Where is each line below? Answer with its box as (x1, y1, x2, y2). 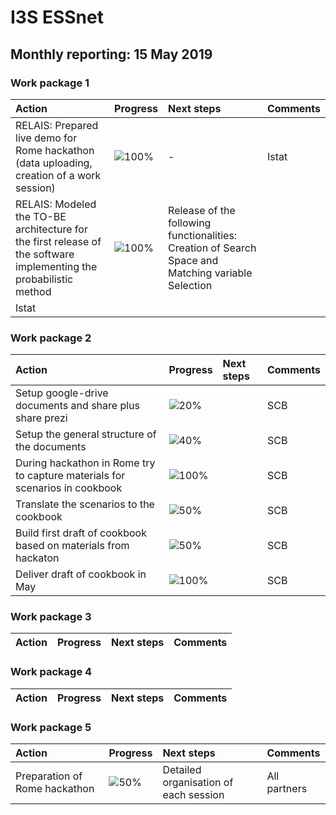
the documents (15, 440, 87, 454)
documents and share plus (15, 399, 140, 413)
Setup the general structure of (15, 427, 157, 441)
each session (162, 788, 225, 802)
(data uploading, (15, 156, 93, 170)
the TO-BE (15, 209, 67, 223)
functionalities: (168, 228, 238, 242)
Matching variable (168, 266, 253, 280)
